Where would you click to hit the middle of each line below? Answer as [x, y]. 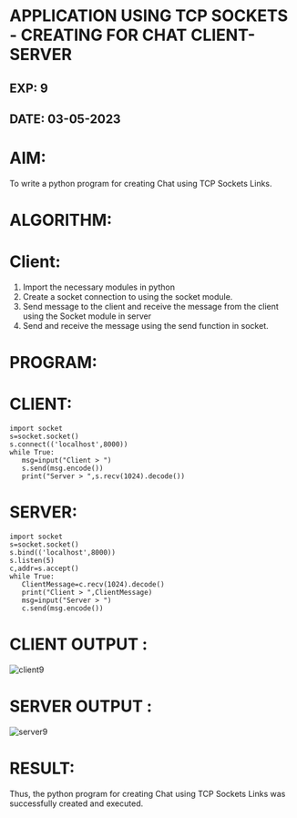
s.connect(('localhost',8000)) [69, 445]
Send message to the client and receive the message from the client [151, 307]
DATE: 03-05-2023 [65, 119]
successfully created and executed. [77, 803]
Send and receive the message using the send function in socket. [145, 326]
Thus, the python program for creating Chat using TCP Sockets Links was [148, 793]
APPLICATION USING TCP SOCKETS [149, 16]
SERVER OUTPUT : [81, 706]
